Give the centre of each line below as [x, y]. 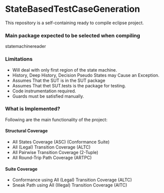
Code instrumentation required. [44, 91]
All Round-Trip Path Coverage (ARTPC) [52, 158]
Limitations [19, 59]
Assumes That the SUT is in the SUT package [59, 80]
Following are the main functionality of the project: [56, 119]
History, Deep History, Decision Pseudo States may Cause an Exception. [86, 75]
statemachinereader [25, 46]
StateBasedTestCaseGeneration [73, 9]
